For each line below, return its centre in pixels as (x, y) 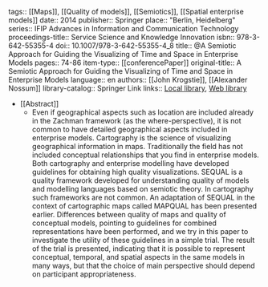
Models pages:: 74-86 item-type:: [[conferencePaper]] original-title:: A (125, 63)
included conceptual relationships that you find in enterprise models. (145, 155)
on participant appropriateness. (84, 274)
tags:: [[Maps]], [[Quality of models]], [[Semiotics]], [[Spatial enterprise (126, 12)
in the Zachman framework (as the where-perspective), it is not (137, 121)
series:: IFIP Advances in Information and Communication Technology (124, 28)
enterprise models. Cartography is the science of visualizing (131, 138)
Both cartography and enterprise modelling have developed (130, 163)
